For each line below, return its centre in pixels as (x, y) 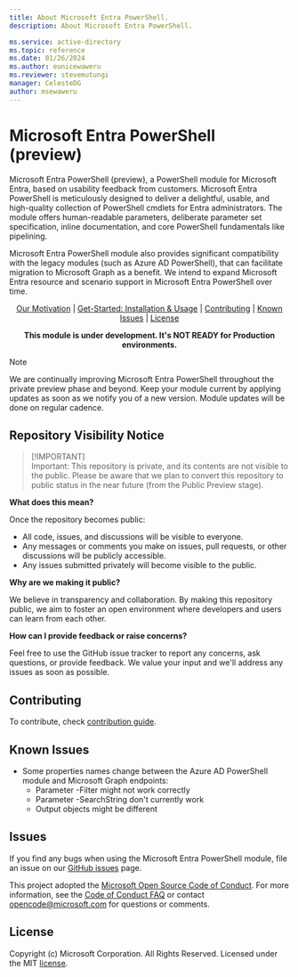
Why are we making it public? (65, 582)
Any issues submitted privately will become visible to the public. (139, 566)
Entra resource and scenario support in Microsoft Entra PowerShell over (141, 281)
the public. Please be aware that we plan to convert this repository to (157, 476)
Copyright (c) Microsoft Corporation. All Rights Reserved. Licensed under (144, 953)
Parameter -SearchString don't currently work (120, 799)
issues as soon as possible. (59, 672)
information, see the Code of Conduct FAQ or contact (107, 894)
